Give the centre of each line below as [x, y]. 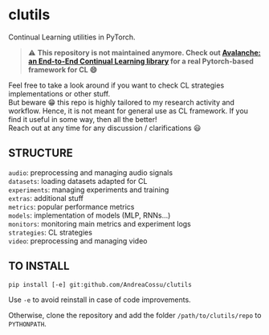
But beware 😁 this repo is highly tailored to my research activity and [122, 102]
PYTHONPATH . [27, 324]
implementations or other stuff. [59, 93]
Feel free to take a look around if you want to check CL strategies [116, 85]
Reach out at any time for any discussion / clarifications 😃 [105, 128]
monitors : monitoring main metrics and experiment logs [100, 223]
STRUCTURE [41, 153]
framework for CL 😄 [63, 69]
